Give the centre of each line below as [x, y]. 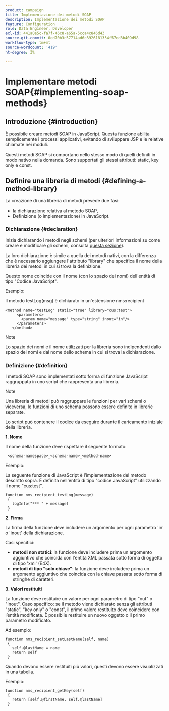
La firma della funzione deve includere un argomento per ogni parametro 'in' [84, 527]
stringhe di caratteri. [34, 579]
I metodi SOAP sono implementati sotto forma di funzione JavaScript [76, 376]
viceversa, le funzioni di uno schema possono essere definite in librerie [79, 407]
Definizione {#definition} [37, 365]
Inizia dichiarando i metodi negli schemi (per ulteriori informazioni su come [83, 240]
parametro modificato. [29, 620]
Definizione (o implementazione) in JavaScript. [61, 216]
